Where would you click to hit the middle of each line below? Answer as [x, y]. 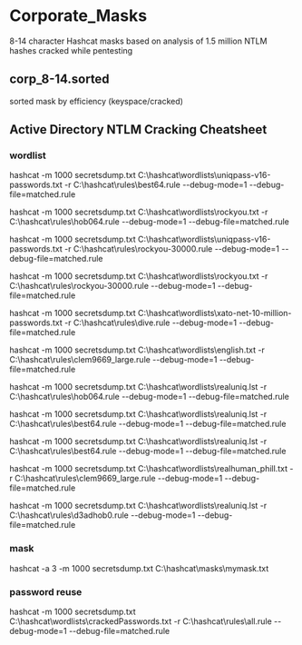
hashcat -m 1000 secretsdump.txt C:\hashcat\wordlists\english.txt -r [137, 350]
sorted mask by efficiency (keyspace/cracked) [97, 101]
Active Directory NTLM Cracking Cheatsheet [138, 129]
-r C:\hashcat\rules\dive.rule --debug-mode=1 [151, 322]
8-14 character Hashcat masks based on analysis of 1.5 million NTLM [138, 41]
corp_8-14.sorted [60, 79]
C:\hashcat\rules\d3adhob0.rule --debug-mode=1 [102, 515]
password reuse [46, 591]
